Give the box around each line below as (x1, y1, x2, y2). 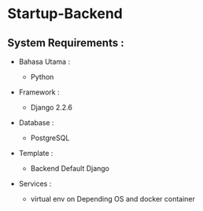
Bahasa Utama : (18, 57, 71, 66)
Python (30, 72, 54, 81)
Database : (18, 118, 54, 127)
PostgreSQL (30, 133, 70, 143)
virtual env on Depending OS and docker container (30, 194, 196, 203)
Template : (18, 149, 54, 157)
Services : (18, 179, 52, 188)
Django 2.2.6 (30, 103, 72, 112)
